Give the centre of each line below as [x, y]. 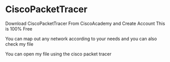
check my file [20, 44]
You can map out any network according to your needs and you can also [81, 39]
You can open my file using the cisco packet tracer [58, 54]
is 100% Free [19, 28]
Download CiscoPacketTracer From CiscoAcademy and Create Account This [85, 23]
